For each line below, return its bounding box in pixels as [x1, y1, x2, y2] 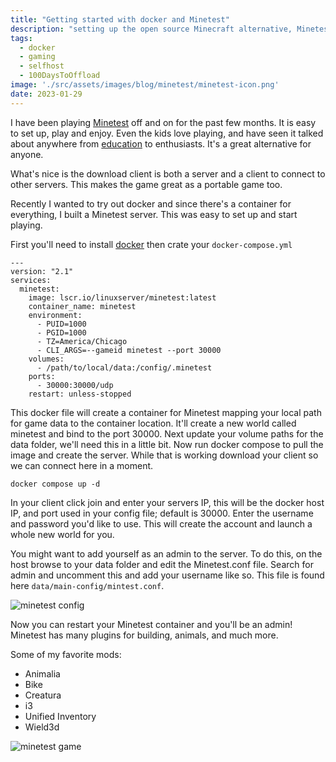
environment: [28, 310, 83, 320]
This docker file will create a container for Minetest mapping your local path [10, 406, 322, 418]
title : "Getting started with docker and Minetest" [10, 14, 230, 25]
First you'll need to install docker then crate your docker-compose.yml [10, 238, 293, 250]
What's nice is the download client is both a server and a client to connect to [10, 167, 326, 180]
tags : [10, 33, 33, 43]
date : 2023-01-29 [10, 89, 83, 99]
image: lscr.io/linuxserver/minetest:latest [28, 292, 217, 303]
